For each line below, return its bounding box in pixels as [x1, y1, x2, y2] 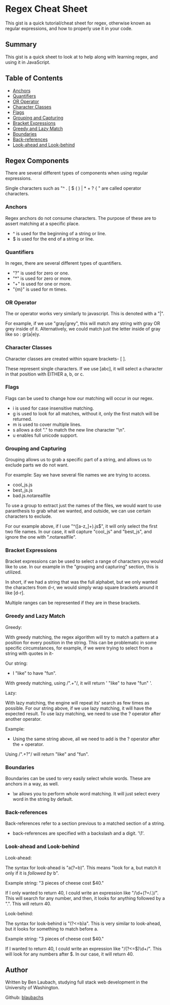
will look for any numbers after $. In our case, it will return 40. [5, 951, 134, 957]
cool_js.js [12, 482, 33, 488]
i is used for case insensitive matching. [12, 405, 94, 411]
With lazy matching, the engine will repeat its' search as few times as [5, 699, 150, 706]
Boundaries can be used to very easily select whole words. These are [5, 775, 151, 782]
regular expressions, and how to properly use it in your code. [5, 25, 133, 31]
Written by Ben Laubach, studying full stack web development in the [5, 979, 148, 985]
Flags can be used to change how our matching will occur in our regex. [5, 395, 154, 401]
